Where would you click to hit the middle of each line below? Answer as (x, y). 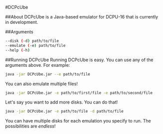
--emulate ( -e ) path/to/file (35, 45)
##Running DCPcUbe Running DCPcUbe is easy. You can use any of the (79, 60)
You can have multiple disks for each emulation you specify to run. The (78, 121)
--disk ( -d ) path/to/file (32, 41)
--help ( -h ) (17, 50)
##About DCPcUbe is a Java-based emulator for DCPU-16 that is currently (82, 17)
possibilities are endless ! (30, 126)
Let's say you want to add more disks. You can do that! (62, 102)
